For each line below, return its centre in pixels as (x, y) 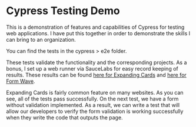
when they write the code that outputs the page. (64, 117)
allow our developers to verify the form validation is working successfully (95, 111)
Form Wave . (21, 81)
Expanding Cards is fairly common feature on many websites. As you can (95, 92)
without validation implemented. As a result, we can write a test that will (93, 105)
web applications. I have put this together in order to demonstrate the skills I (98, 33)
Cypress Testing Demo (63, 11)
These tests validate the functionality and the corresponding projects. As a (97, 62)
